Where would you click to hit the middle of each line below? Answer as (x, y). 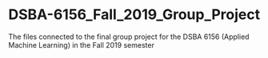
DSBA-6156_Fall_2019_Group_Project (134, 15)
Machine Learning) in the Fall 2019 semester (81, 44)
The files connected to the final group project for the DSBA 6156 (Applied (129, 37)
